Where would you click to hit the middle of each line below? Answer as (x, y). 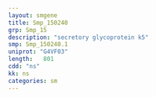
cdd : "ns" (24, 66)
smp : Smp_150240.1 (38, 45)
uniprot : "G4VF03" (38, 52)
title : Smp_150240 (38, 23)
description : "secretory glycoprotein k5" (78, 37)
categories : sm (33, 81)
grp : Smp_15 (27, 30)
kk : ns (19, 74)
